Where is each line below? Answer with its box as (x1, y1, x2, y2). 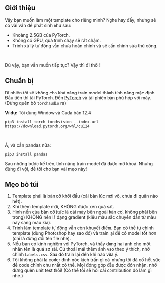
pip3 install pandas (5, 152, 48, 157)
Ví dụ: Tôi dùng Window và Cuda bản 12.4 (5, 109, 92, 116)
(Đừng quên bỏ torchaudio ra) (5, 100, 66, 106)
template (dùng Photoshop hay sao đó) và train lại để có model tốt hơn (12, 230, 157, 236)
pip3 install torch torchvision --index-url (5, 119, 99, 124)
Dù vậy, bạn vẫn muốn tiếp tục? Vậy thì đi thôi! (5, 62, 100, 68)
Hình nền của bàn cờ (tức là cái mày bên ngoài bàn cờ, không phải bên (12, 209, 157, 215)
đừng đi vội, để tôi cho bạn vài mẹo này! (5, 166, 87, 172)
